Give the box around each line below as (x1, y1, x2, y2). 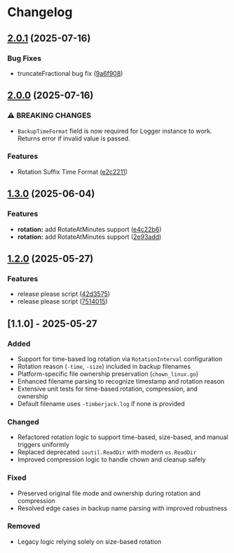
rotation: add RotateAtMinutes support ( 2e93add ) (17, 233, 162, 241)
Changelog (7, 4, 73, 20)
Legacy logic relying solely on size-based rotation (17, 537, 162, 545)
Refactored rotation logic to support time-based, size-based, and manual (17, 433, 228, 441)
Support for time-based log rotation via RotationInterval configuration (17, 354, 223, 363)
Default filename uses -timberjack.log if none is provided (17, 399, 185, 408)
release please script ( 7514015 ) (17, 297, 108, 306)
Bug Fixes (7, 53, 42, 63)
